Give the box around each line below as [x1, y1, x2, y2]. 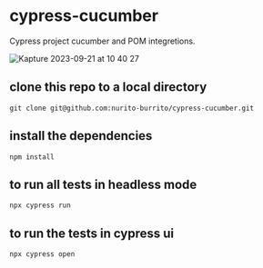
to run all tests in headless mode [9, 176, 197, 192]
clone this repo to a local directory [9, 79, 207, 95]
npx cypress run [9, 201, 71, 210]
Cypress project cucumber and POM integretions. [9, 35, 196, 46]
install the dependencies [9, 128, 153, 144]
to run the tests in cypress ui [9, 225, 175, 241]
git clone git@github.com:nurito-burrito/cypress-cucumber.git [9, 104, 255, 113]
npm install [9, 152, 55, 162]
